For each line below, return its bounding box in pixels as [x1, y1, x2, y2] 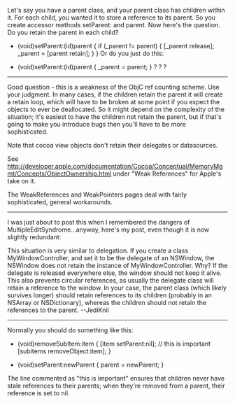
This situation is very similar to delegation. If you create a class [7, 246, 189, 255]
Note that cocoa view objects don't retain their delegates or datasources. [7, 141, 218, 149]
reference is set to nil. [7, 389, 70, 397]
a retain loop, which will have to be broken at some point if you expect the [7, 98, 220, 106]
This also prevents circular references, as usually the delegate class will [7, 276, 215, 284]
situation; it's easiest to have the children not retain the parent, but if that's [7, 113, 222, 121]
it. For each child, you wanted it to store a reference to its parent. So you [7, 13, 215, 22]
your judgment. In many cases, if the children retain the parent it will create [7, 90, 224, 99]
